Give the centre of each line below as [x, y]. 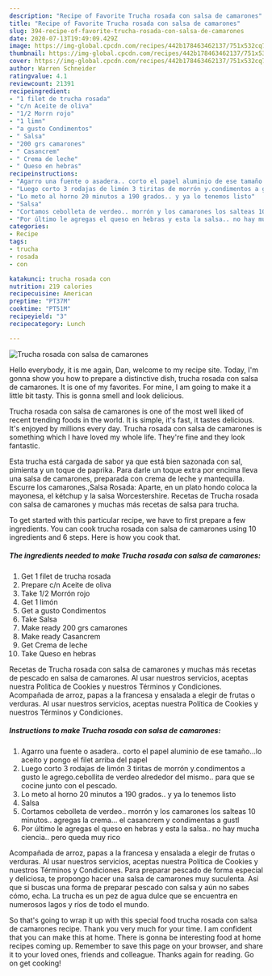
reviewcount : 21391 [42, 83]
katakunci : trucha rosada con [60, 279]
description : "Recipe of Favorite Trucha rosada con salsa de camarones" [136, 16]
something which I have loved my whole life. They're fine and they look [127, 437]
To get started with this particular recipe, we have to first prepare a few [128, 520]
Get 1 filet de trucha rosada [66, 576]
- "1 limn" [27, 121]
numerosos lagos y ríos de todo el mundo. [80, 904]
